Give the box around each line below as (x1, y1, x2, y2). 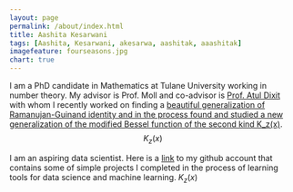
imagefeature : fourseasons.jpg (9, 47, 128, 56)
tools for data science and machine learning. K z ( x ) (9, 171, 198, 185)
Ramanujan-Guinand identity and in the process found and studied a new (9, 110, 284, 120)
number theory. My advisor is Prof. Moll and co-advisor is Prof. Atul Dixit (9, 90, 280, 101)
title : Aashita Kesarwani (9, 30, 107, 39)
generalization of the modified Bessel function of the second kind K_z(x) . (9, 119, 283, 130)
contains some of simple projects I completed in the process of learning (9, 162, 279, 173)
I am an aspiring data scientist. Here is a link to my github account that (9, 152, 273, 163)
